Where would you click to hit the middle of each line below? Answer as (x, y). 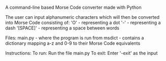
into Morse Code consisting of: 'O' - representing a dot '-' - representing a (83, 23)
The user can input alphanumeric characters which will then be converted (82, 17)
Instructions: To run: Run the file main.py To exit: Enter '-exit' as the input (81, 53)
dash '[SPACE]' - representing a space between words (62, 28)
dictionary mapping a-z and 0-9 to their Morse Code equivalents (73, 43)
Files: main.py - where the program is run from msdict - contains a (75, 38)
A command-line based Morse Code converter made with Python (74, 7)
